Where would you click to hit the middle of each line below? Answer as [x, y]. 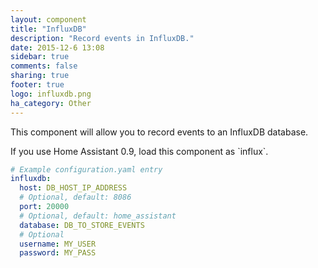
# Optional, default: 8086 [75, 197]
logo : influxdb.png [51, 94]
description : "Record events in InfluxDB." [102, 38]
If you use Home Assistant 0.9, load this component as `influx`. [139, 151]
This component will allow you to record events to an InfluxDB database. [159, 132]
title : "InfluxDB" [48, 29]
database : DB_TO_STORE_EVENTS [82, 225]
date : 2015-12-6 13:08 [57, 47]
